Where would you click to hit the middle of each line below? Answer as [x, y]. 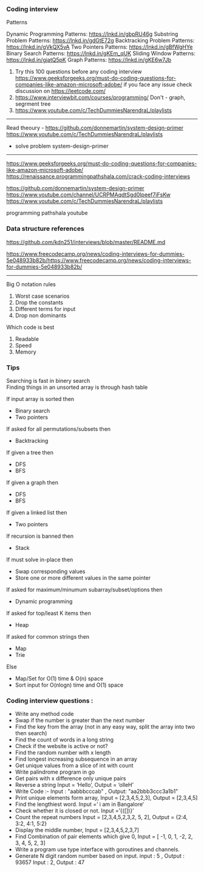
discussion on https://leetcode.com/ [60, 91]
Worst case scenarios [42, 296]
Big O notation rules [31, 284]
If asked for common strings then [48, 636]
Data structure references [46, 228]
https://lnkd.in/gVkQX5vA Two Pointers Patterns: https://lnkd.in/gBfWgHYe [100, 47]
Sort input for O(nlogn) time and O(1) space [69, 685]
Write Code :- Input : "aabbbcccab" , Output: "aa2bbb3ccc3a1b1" [97, 791]
